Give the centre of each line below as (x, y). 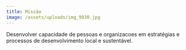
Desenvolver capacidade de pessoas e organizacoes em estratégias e (93, 34)
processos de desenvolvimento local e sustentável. (70, 40)
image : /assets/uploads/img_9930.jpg (53, 17)
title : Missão (24, 12)
